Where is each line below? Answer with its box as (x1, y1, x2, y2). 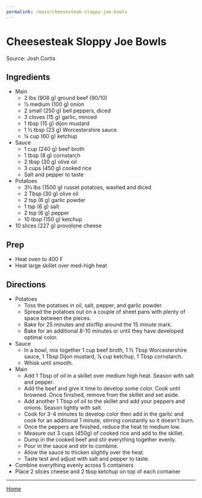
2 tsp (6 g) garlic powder (23, 197, 86, 204)
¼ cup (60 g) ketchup (23, 133, 78, 140)
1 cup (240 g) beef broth (23, 146, 85, 153)
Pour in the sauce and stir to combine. (23, 443, 118, 449)
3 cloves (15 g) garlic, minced (23, 114, 97, 121)
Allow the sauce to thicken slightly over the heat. (23, 449, 144, 456)
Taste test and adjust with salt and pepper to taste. (23, 455, 150, 462)
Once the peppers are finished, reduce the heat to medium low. (23, 423, 181, 430)
